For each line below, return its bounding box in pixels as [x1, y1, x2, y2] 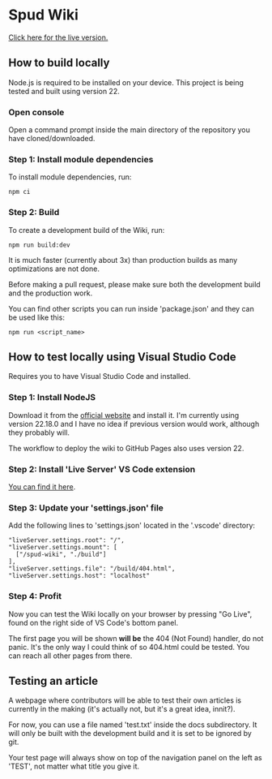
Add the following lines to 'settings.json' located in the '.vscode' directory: [8, 521, 256, 531]
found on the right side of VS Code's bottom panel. [8, 618, 179, 627]
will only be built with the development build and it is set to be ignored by [8, 729, 253, 738]
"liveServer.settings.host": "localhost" [8, 572, 151, 580]
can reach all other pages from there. [8, 651, 133, 661]
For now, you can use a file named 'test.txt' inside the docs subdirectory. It [8, 720, 257, 730]
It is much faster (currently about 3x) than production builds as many [8, 255, 238, 265]
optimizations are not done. [8, 264, 100, 273]
